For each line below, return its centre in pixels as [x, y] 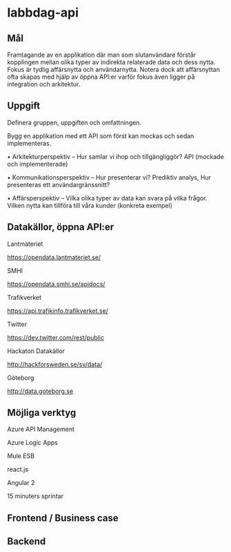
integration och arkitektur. [44, 84]
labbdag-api [43, 13]
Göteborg [21, 377]
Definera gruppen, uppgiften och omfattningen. [74, 122]
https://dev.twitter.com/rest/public [56, 337]
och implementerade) [38, 164]
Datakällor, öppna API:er [61, 227]
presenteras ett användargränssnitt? [59, 184]
